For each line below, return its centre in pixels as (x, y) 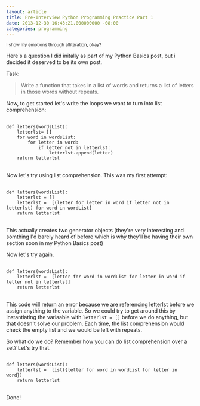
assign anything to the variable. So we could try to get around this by (91, 311)
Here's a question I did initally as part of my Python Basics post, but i (91, 56)
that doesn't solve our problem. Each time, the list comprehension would (95, 323)
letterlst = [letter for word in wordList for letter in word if (101, 277)
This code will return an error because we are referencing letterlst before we (100, 304)
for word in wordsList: (47, 137)
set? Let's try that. (28, 348)
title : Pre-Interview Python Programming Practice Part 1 (80, 17)
